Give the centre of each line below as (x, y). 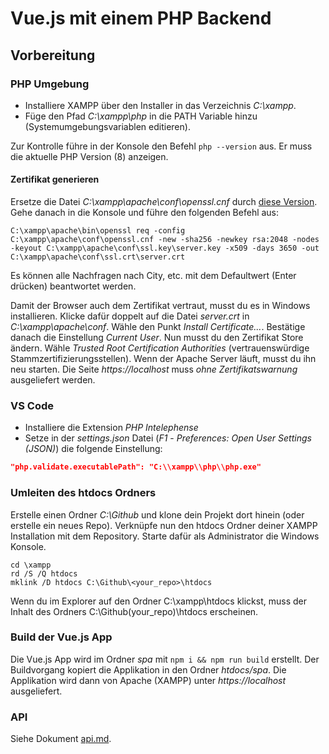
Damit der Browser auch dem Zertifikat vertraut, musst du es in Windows (160, 306)
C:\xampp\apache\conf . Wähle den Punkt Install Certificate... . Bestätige (158, 327)
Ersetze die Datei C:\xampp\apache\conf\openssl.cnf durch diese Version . (164, 202)
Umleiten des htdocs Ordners (83, 493)
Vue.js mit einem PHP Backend (141, 18)
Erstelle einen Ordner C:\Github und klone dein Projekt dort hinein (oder (157, 514)
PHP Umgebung (50, 84)
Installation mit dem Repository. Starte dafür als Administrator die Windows (165, 536)
